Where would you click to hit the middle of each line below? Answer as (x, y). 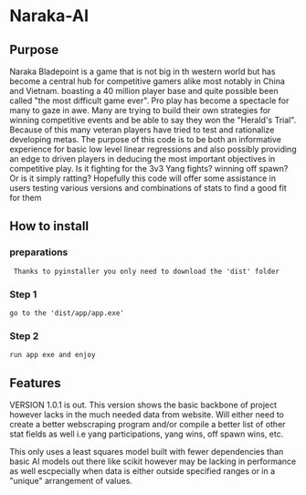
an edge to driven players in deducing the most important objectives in (142, 159)
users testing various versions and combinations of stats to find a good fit (148, 188)
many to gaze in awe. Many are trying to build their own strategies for (140, 110)
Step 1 (23, 294)
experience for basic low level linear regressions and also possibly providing (153, 149)
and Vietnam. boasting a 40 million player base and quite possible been (144, 91)
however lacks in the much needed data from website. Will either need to (147, 415)
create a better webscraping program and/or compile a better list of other (148, 425)
